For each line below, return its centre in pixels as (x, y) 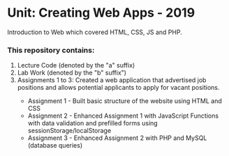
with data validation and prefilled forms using (93, 123)
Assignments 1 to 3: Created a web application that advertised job (112, 80)
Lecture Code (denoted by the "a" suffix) (76, 65)
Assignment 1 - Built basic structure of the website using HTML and (125, 101)
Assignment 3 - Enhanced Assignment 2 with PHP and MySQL (117, 138)
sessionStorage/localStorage (69, 131)
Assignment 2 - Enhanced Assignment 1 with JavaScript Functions (123, 116)
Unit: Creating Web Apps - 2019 (101, 13)
